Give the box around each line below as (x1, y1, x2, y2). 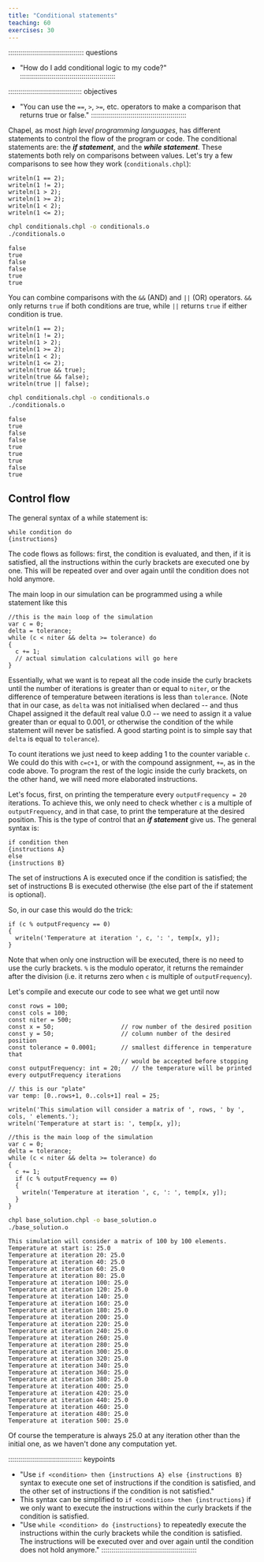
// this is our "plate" (8, 1085, 87, 1093)
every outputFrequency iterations (8, 1071, 122, 1079)
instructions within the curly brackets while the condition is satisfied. (19, 1528, 243, 1538)
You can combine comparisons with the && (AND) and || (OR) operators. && (8, 293, 252, 302)
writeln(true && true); (8, 366, 87, 375)
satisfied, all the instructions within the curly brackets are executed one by (8, 557, 250, 566)
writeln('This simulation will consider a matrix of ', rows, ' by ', (8, 1105, 245, 1113)
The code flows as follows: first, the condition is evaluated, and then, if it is (8, 549, 251, 559)
